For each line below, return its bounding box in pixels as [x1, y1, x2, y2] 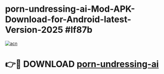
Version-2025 [5, 25, 64, 35]
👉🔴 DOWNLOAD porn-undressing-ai [5, 59, 159, 70]
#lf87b [65, 25, 93, 35]
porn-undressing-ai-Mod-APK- [5, 3, 136, 15]
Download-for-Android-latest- [5, 14, 131, 25]
